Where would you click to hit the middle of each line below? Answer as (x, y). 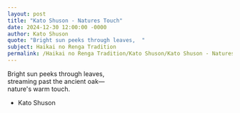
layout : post (27, 14)
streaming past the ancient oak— (56, 81)
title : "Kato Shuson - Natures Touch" (65, 21)
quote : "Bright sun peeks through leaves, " (76, 41)
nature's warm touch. (39, 89)
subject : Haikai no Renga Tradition (62, 47)
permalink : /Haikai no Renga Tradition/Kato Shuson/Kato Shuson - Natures (121, 54)
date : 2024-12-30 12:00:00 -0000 (57, 27)
